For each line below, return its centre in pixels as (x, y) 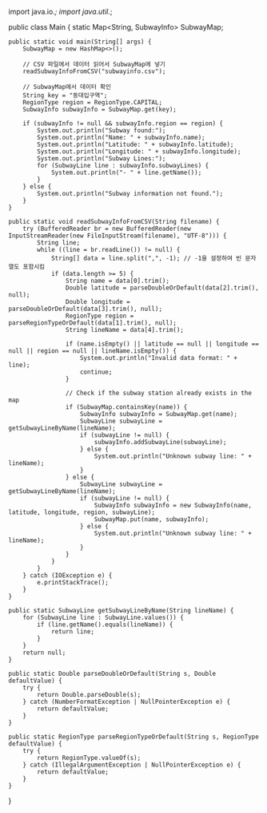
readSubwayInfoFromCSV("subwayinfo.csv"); (94, 71)
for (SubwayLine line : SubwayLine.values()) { (103, 617)
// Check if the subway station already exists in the (158, 393)
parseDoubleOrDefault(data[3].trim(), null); (85, 309)
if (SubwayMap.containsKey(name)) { (126, 407)
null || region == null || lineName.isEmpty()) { (93, 351)
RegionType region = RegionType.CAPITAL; (92, 103)
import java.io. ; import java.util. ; (60, 12)
